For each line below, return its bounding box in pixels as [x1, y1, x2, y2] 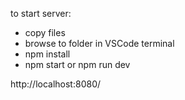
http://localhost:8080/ [10, 78, 102, 90]
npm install [24, 48, 71, 60]
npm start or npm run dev [24, 59, 131, 70]
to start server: [10, 8, 72, 19]
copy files [24, 27, 66, 38]
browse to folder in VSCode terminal [24, 38, 175, 49]
